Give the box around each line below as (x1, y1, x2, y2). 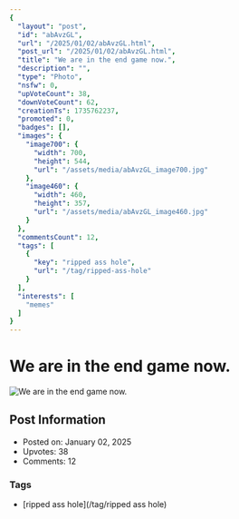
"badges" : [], (17, 123, 71, 132)
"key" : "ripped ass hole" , (33, 258, 136, 268)
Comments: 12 (22, 455, 77, 466)
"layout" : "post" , (17, 22, 88, 31)
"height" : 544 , (33, 156, 91, 166)
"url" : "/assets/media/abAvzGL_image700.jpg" (33, 165, 208, 174)
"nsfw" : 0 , (17, 81, 59, 90)
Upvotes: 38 (22, 446, 69, 456)
